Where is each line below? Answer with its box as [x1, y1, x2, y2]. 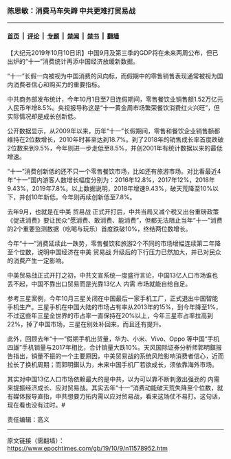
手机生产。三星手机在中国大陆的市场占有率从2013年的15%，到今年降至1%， [7, 302, 222, 311]
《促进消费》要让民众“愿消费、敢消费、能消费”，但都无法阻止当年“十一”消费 [7, 216, 223, 224]
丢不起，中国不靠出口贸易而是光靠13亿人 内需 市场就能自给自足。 [7, 280, 192, 288]
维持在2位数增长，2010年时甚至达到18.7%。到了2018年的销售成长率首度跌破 [7, 135, 224, 144]
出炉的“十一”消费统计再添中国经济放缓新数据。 [7, 57, 140, 65]
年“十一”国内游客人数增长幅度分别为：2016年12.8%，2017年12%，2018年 [7, 175, 215, 183]
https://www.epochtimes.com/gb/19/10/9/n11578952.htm [7, 444, 168, 452]
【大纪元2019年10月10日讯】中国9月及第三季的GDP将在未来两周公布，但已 [7, 48, 219, 56]
